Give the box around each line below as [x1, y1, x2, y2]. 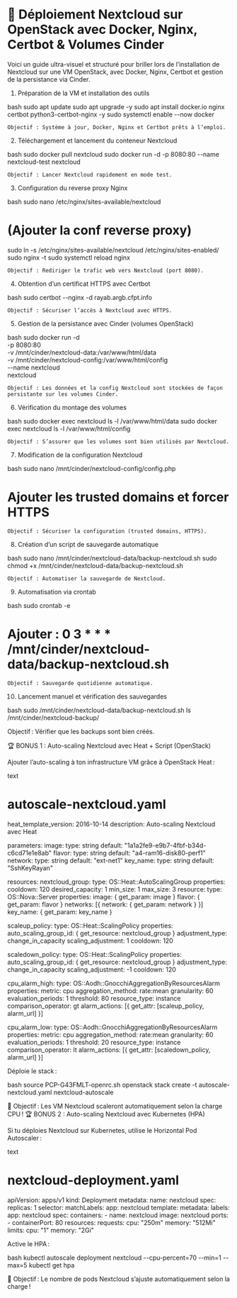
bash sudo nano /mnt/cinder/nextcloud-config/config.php [7, 464, 176, 472]
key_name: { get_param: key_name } [7, 907, 112, 916]
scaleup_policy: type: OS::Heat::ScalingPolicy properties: [7, 921, 173, 930]
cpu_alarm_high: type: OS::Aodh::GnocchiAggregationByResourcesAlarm [7, 979, 221, 987]
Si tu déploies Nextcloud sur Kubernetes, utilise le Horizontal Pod [7, 1126, 197, 1134]
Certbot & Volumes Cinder [7, 37, 165, 52]
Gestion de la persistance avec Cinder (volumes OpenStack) [17, 319, 194, 328]
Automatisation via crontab [17, 587, 97, 596]
